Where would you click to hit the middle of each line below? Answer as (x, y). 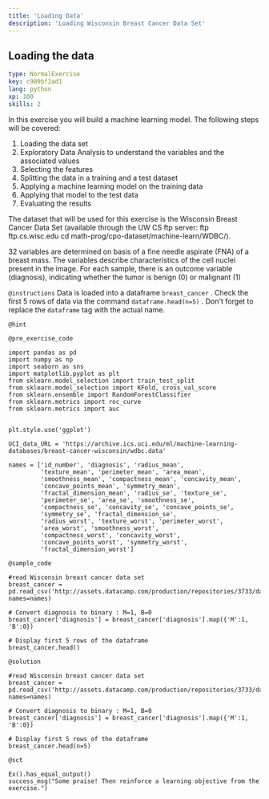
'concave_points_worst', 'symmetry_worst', (114, 542)
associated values (50, 161)
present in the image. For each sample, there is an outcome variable (120, 268)
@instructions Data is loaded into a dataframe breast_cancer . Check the (128, 292)
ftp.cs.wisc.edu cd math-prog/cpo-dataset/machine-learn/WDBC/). (120, 236)
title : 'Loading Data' (46, 16)
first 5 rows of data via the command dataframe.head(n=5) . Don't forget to (131, 301)
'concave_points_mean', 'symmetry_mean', (110, 486)
